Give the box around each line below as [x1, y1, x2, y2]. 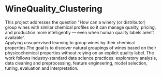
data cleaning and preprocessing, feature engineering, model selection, [5, 60, 147, 66]
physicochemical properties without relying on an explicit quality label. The [5, 50, 154, 56]
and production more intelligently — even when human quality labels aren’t [5, 29, 154, 35]
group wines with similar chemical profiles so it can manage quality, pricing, [5, 24, 156, 30]
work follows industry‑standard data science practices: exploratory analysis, [5, 55, 157, 61]
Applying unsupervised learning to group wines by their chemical [5, 39, 135, 45]
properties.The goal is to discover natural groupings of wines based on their [5, 45, 156, 51]
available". [5, 35, 26, 40]
